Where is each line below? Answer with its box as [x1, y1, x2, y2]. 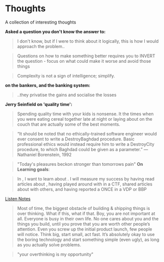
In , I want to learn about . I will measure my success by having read [17, 176, 155, 182]
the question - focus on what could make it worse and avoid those [17, 58, 151, 64]
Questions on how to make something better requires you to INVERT [17, 52, 156, 59]
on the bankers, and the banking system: [5, 82, 91, 88]
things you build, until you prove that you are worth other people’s [17, 221, 150, 227]
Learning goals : [17, 166, 50, 172]
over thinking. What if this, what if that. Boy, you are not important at [17, 210, 156, 216]
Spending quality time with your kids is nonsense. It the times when [17, 111, 154, 117]
